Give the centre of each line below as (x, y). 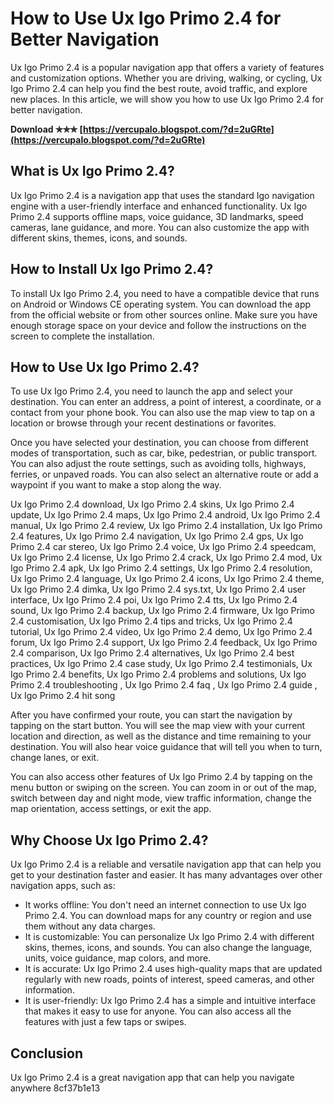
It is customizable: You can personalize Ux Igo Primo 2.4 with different (169, 937)
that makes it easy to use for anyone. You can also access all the (158, 1011)
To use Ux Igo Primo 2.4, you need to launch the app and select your (151, 391)
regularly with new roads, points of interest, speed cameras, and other (169, 979)
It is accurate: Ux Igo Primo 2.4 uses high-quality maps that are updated (173, 969)
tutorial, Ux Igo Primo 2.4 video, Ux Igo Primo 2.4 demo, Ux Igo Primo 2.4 (161, 632)
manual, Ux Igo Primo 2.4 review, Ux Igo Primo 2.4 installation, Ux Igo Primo (166, 526)
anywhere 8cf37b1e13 (55, 1088)
